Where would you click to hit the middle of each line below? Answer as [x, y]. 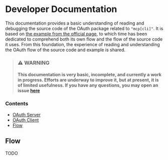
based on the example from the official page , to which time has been [76, 34]
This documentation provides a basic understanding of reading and [75, 23]
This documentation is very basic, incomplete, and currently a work [90, 75]
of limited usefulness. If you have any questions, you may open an [88, 85]
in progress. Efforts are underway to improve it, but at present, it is [88, 80]
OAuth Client [26, 120]
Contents [17, 104]
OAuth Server [27, 114]
